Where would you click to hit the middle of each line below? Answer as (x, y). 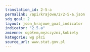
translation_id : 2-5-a (28, 10)
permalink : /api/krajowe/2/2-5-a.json (45, 14)
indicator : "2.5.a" (25, 28)
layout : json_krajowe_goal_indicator (44, 24)
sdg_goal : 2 (17, 19)
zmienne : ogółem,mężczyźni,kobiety (42, 33)
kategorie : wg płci (25, 38)
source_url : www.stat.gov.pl (35, 42)
